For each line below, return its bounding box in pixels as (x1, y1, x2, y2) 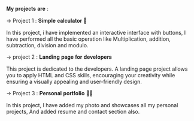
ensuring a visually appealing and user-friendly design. (6, 78, 142, 85)
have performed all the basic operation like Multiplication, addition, (6, 35, 171, 43)
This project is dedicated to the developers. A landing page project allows (6, 65, 188, 72)
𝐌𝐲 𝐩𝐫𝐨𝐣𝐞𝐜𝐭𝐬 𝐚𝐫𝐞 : (6, 5, 49, 12)
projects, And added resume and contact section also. (6, 108, 140, 115)
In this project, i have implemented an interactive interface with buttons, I (6, 29, 186, 36)
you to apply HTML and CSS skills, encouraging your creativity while (6, 72, 175, 78)
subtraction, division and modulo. (6, 42, 89, 49)
